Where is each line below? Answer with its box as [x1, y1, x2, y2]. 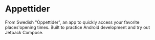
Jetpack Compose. [5, 29, 44, 35]
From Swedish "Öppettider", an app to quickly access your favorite [5, 19, 140, 25]
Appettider [5, 3, 50, 14]
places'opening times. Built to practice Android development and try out [5, 24, 150, 30]
